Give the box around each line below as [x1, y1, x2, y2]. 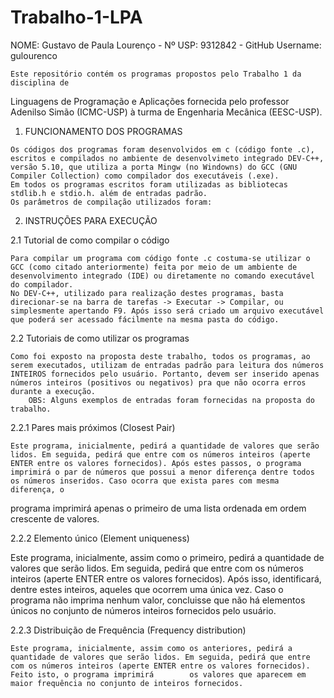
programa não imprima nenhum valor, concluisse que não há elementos [10, 594, 306, 606]
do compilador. [10, 279, 74, 290]
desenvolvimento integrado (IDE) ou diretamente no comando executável [10, 271, 315, 281]
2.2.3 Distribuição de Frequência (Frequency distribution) [10, 624, 247, 636]
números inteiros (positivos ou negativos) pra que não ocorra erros [10, 377, 307, 388]
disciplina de [10, 77, 70, 88]
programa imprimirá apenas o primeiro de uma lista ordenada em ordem [10, 502, 307, 514]
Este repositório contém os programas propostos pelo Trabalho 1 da [10, 69, 302, 79]
